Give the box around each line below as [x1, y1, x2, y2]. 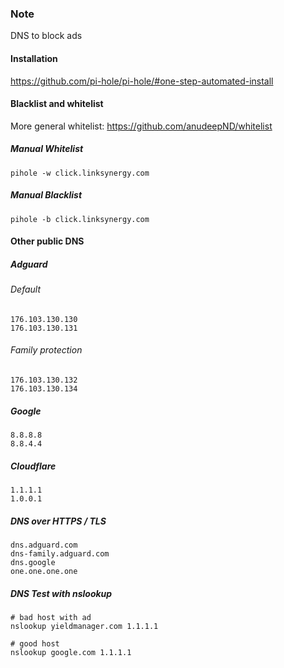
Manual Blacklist [10, 189, 83, 201]
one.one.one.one [10, 566, 78, 576]
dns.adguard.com [10, 540, 78, 550]
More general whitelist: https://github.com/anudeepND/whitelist [10, 120, 273, 132]
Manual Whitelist [10, 143, 84, 155]
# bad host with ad [10, 612, 92, 622]
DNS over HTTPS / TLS [10, 515, 107, 527]
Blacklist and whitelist [10, 98, 104, 110]
